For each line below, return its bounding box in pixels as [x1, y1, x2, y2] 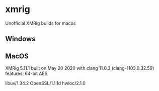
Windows [5, 35, 36, 43]
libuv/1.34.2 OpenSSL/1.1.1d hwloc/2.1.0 [5, 80, 86, 86]
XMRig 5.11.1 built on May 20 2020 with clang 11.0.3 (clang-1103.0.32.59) [5, 65, 154, 71]
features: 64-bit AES [5, 70, 48, 76]
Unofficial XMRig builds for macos [5, 20, 76, 26]
